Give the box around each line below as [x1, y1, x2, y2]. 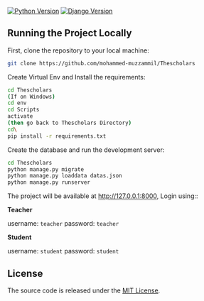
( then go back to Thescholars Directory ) [7, 119, 132, 127]
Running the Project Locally [7, 27, 132, 39]
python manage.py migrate [7, 165, 84, 173]
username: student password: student [7, 247, 119, 256]
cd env [7, 99, 27, 106]
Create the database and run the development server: [7, 146, 165, 154]
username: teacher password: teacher [7, 219, 119, 228]
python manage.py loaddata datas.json [7, 173, 122, 180]
